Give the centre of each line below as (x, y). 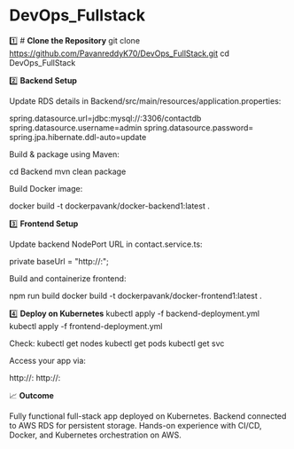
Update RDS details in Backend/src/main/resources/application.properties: (145, 101)
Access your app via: (48, 360)
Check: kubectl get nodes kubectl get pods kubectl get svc (117, 343)
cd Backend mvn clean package (68, 171)
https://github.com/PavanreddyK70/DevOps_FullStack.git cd (120, 53)
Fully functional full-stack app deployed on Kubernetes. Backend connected (148, 416)
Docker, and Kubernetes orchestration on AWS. (95, 435)
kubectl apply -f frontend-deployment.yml (86, 326)
